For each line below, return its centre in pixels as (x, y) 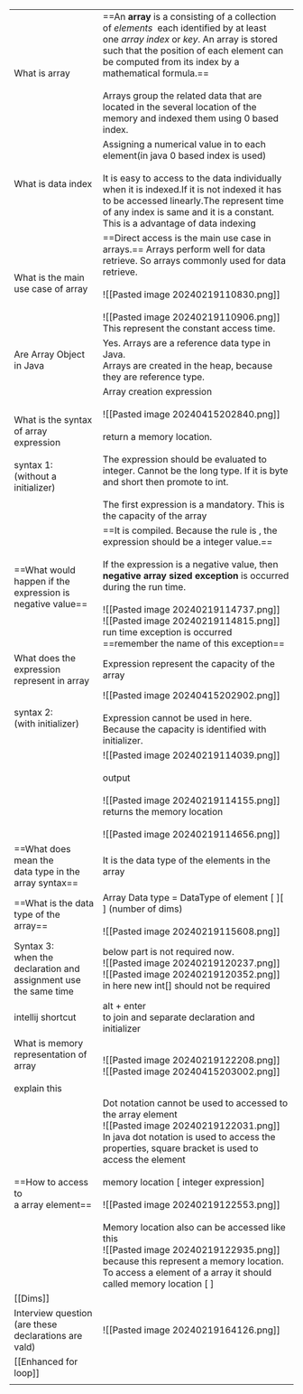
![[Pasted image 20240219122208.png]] (192, 1060)
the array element (140, 1114)
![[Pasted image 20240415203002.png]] (192, 1071)
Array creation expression (157, 392)
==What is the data (54, 903)
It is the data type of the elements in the (186, 860)
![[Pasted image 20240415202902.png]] (192, 695)
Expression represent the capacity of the (188, 664)
